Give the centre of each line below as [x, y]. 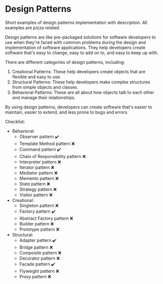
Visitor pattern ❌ [36, 195]
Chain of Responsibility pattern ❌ [53, 156]
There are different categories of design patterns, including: [65, 62]
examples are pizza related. [33, 27]
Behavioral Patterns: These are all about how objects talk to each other [83, 92]
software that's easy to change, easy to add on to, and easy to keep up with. [82, 53]
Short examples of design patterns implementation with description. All [76, 22]
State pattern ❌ [35, 183]
